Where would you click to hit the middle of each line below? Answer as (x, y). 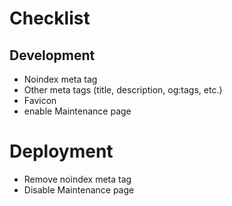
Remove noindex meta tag (77, 179)
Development (52, 55)
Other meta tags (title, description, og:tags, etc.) (123, 90)
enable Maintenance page (77, 111)
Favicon (40, 100)
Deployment (61, 151)
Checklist (50, 18)
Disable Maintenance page (79, 189)
